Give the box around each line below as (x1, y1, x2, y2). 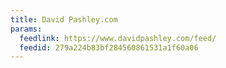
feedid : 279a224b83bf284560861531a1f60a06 (19, 42, 199, 53)
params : (10, 24, 43, 34)
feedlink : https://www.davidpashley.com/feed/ (19, 33, 217, 43)
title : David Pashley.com (10, 14, 118, 25)
